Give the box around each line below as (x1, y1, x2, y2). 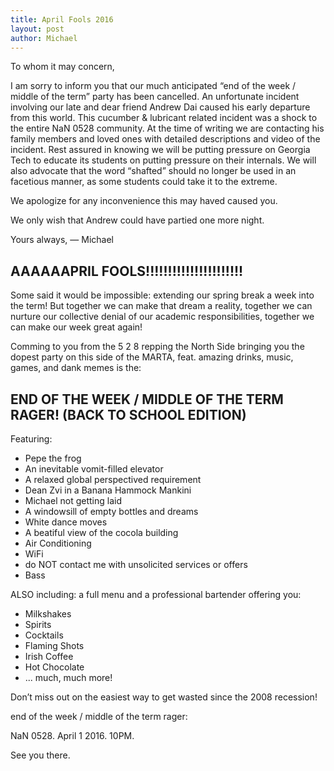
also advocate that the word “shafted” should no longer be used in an (10, 165, 297, 177)
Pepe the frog (24, 452, 82, 464)
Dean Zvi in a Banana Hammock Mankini (24, 484, 192, 496)
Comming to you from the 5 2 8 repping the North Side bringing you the (10, 341, 305, 353)
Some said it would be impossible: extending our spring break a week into (10, 289, 315, 301)
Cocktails (24, 629, 64, 641)
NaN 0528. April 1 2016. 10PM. (10, 730, 135, 741)
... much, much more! (24, 672, 113, 683)
